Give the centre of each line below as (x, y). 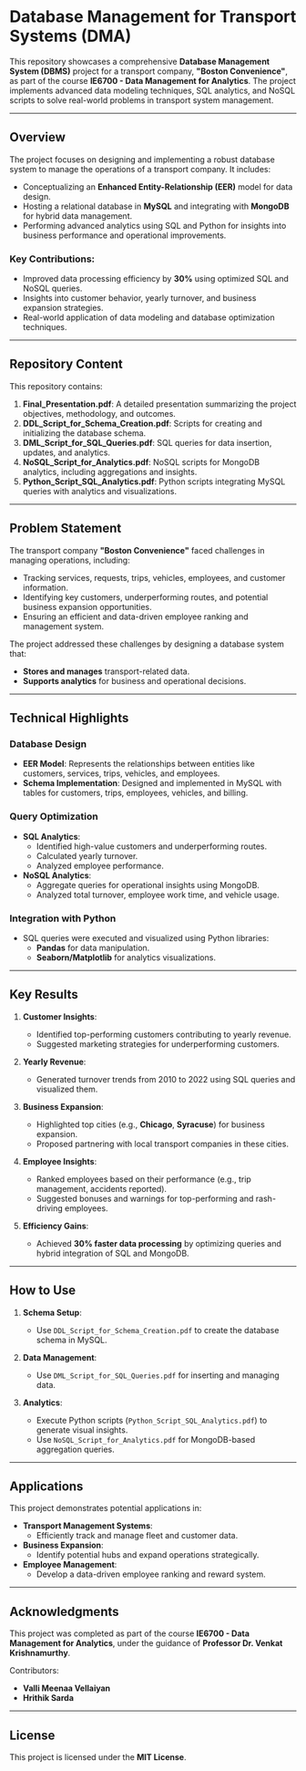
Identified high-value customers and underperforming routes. (151, 846)
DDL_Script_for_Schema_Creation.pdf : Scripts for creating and (142, 423)
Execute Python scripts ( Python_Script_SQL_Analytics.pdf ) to (152, 1420)
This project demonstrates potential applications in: (106, 1508)
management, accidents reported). (101, 1188)
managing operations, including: (70, 560)
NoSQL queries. (52, 288)
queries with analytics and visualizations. (100, 491)
